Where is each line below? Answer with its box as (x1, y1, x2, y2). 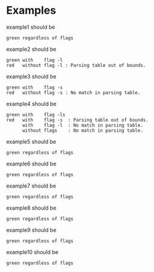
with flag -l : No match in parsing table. (22, 122, 144, 128)
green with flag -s (6, 84, 63, 90)
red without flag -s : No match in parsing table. (6, 89, 141, 96)
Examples (6, 4, 56, 17)
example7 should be (6, 182, 56, 189)
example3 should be (6, 72, 57, 80)
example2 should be (6, 46, 57, 53)
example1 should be (6, 23, 55, 31)
